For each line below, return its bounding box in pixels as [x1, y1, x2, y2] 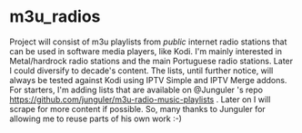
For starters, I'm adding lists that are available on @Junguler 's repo [9, 84, 264, 95]
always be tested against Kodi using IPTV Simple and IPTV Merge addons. [9, 74, 287, 85]
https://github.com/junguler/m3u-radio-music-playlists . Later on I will [9, 93, 271, 105]
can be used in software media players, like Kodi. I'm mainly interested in [9, 45, 283, 56]
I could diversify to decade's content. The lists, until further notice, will [9, 65, 274, 76]
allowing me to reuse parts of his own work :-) [9, 113, 182, 124]
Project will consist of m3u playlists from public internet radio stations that [9, 36, 287, 47]
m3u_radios [9, 6, 101, 27]
